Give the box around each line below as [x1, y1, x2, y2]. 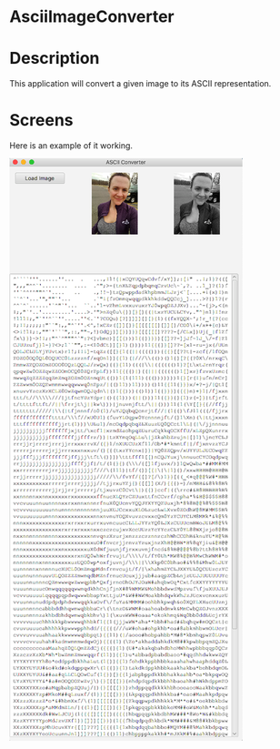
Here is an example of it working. [9, 140, 134, 151]
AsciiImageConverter [9, 6, 175, 27]
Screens [9, 110, 74, 131]
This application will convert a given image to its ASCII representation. [9, 78, 272, 89]
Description [9, 48, 100, 69]
